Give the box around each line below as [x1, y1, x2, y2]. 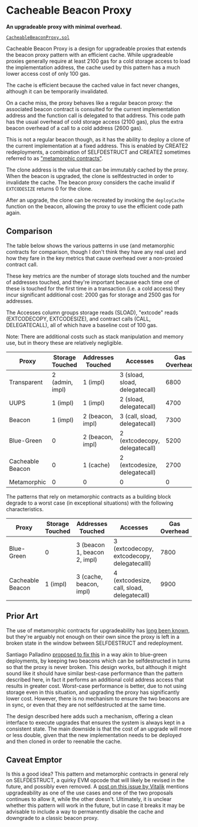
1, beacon [76, 548, 104, 556]
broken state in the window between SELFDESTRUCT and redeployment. [6, 639, 183, 647]
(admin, [52, 378, 73, 386]
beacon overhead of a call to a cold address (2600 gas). [6, 124, 143, 131]
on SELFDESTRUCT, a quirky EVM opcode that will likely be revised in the [6, 777, 185, 784]
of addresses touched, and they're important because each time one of [6, 279, 180, 286]
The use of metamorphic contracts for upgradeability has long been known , [6, 626, 190, 634]
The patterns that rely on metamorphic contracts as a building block [6, 493, 171, 500]
